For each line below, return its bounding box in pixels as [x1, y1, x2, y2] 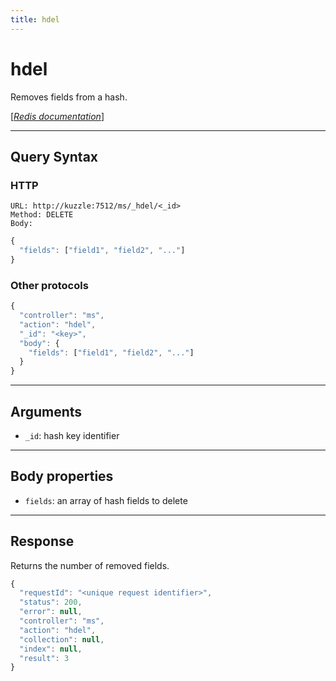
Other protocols [10, 278, 89, 292]
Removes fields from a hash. [10, 91, 128, 103]
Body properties [10, 468, 114, 485]
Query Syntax [10, 148, 99, 165]
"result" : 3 [19, 653, 70, 663]
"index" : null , [19, 644, 83, 654]
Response [10, 533, 75, 550]
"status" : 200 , [19, 597, 83, 608]
